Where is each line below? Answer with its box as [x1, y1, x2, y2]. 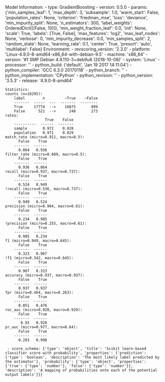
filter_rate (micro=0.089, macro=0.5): [5, 152, 87, 157]
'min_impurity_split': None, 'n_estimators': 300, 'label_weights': [5, 20, 132, 26]
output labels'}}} [5, 372, 43, 377]
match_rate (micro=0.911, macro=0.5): [5, 135, 85, 140]
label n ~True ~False [14, 96, 98, 101]
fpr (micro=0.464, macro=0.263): [5, 290, 74, 295]
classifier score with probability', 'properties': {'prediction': [5, 350, 147, 355]
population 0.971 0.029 [14, 130, 74, 135]
